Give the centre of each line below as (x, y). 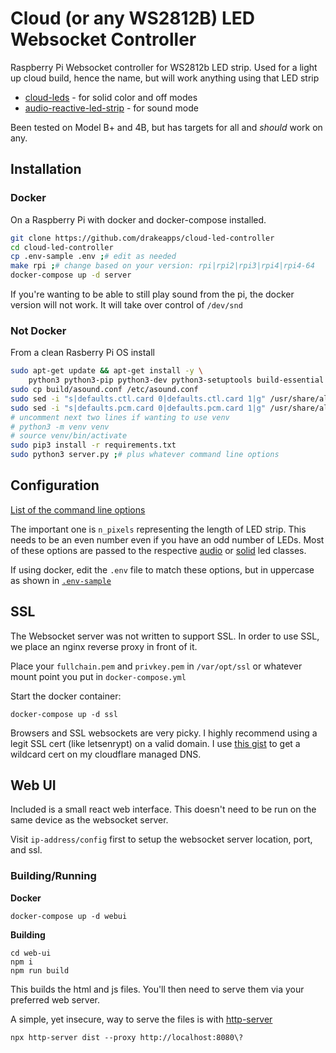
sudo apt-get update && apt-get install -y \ (106, 371)
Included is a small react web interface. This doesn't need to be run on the (163, 809)
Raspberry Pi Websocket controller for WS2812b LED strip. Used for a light (164, 67)
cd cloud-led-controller (62, 247)
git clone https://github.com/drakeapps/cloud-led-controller (142, 238)
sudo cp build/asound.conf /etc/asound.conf (104, 390)
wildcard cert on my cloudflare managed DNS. (106, 754)
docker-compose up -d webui (69, 916)
